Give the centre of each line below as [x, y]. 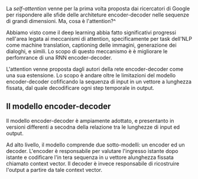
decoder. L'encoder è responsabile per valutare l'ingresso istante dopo [92, 151]
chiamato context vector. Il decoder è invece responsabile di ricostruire [93, 163]
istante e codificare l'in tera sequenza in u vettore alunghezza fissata [90, 157]
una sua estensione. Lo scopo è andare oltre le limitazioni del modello [91, 75]
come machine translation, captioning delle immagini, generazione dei [91, 45]
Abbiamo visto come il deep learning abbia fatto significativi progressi [91, 32]
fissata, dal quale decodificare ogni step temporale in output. [80, 88]
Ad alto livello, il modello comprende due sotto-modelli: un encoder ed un [95, 145]
